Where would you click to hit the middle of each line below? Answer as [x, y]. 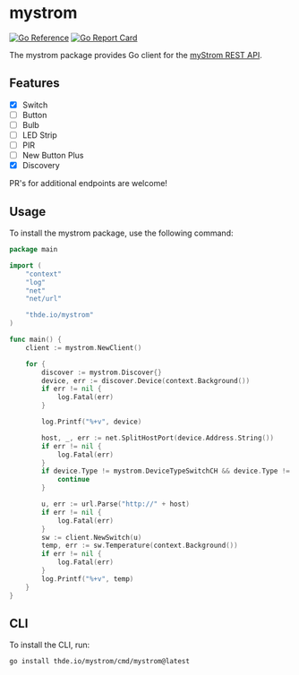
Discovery [41, 166]
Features [34, 83]
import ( [26, 265]
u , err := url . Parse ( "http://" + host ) [116, 504]
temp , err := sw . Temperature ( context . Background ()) [140, 546]
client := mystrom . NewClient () [84, 347]
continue [73, 480]
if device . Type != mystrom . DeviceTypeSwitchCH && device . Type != [166, 471]
